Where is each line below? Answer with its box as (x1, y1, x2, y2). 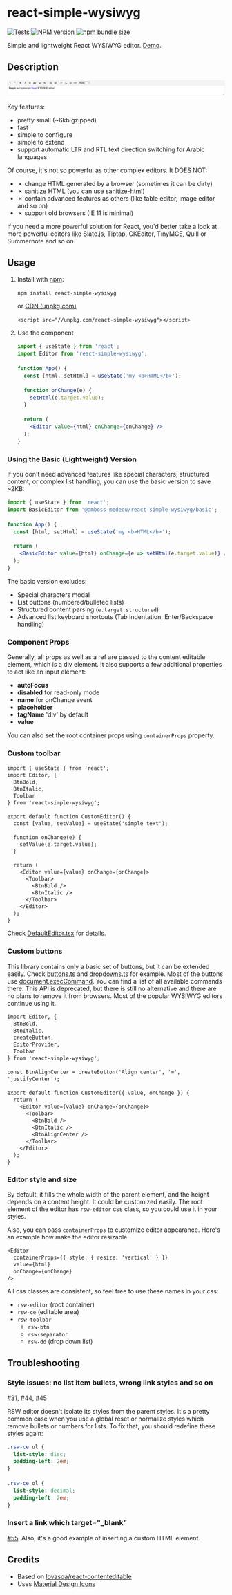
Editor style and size (7, 1174, 77, 1184)
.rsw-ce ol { (7, 1480, 45, 1487)
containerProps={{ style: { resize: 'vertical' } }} (13, 1254, 168, 1261)
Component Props (7, 637, 70, 647)
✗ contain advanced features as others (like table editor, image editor (17, 194, 215, 202)
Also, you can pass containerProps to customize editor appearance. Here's (7, 1226, 221, 1234)
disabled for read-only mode (17, 688, 100, 697)
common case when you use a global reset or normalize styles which (7, 1414, 204, 1423)
